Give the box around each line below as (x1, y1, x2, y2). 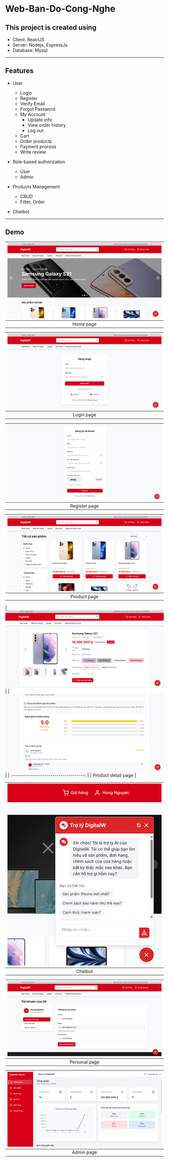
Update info (27, 117, 52, 123)
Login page (72, 412, 97, 418)
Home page (72, 321, 97, 327)
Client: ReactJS (12, 36, 45, 42)
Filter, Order (20, 199, 45, 205)
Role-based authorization (12, 159, 65, 165)
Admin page (72, 1149, 97, 1155)
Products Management (12, 183, 60, 189)
